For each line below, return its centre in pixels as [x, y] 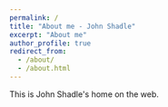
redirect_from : [38, 52]
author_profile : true [50, 43]
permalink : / [34, 18]
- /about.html [44, 69]
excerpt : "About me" [49, 34]
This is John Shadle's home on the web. [84, 94]
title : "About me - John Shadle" [73, 26]
